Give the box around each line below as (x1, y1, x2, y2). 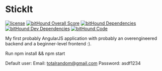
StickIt (5, 4, 33, 15)
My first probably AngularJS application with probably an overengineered (5, 35, 157, 41)
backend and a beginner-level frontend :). (5, 40, 92, 46)
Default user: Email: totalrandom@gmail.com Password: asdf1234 (5, 60, 141, 66)
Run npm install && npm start (5, 50, 65, 56)
